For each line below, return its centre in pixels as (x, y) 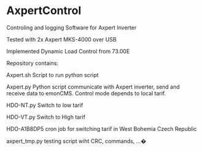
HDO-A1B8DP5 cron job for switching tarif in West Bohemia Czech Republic (102, 128)
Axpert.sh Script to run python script (53, 75)
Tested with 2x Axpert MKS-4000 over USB (61, 39)
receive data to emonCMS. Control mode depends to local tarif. (86, 93)
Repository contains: (33, 63)
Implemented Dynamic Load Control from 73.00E (68, 51)
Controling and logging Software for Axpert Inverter (71, 28)
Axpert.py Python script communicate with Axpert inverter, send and (93, 87)
